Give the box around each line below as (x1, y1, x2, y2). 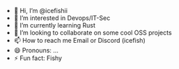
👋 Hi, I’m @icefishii (13, 7, 68, 14)
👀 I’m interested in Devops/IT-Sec (13, 14, 111, 22)
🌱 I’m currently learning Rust (13, 21, 96, 29)
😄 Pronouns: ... (13, 46, 59, 55)
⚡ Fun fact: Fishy (13, 54, 63, 62)
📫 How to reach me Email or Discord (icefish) (13, 37, 146, 44)
